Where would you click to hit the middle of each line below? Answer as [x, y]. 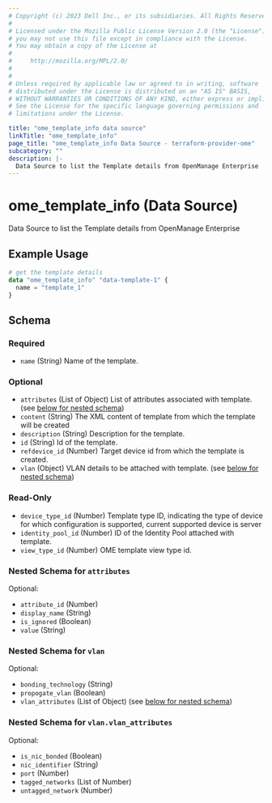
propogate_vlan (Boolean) [63, 693]
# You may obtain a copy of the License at [83, 46]
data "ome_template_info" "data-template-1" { [88, 280]
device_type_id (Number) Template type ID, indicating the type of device [141, 516]
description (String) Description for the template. [102, 434]
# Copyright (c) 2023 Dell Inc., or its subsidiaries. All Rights [123, 16]
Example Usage [49, 254]
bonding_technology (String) [66, 684]
